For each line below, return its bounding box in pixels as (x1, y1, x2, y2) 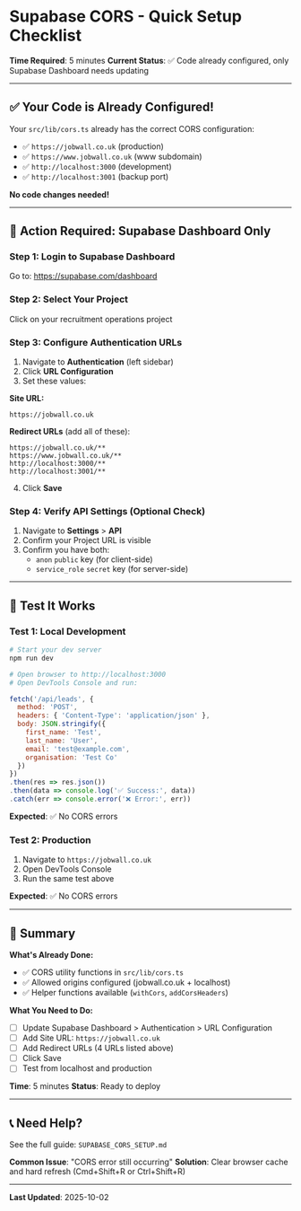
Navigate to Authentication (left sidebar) (21, 356, 175, 367)
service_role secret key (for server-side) (35, 564, 189, 575)
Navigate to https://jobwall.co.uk (21, 855, 152, 865)
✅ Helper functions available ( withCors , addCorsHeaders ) (21, 987, 228, 997)
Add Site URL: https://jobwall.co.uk (21, 1032, 161, 1043)
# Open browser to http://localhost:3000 (9, 670, 167, 679)
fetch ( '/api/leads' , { (9, 694, 94, 704)
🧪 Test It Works (9, 598, 96, 613)
